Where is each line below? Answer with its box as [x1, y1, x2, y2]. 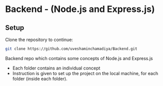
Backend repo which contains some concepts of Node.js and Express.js [5, 55, 153, 61]
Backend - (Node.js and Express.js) [5, 3, 155, 15]
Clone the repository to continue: [5, 36, 73, 42]
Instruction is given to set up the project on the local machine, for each [12, 70, 158, 76]
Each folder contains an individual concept [12, 65, 100, 71]
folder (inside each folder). [12, 75, 67, 81]
